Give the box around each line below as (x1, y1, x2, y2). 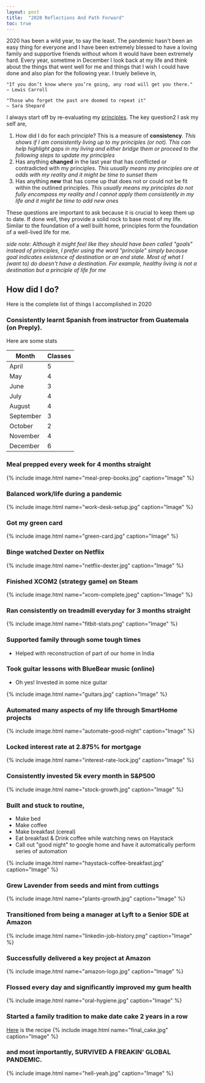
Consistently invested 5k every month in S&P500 (6, 772, 155, 780)
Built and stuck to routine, (6, 801, 85, 809)
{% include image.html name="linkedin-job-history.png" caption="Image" (6, 932, 193, 939)
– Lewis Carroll (6, 87, 48, 93)
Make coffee (15, 821, 47, 829)
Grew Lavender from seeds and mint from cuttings (6, 881, 159, 889)
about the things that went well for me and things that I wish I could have (6, 63, 190, 70)
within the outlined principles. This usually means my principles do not (15, 184, 193, 192)
